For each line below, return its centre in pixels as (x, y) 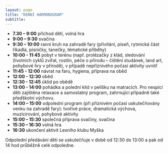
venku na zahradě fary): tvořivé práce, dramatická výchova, (74, 109)
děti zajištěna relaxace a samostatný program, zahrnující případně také (86, 93)
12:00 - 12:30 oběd (33, 77)
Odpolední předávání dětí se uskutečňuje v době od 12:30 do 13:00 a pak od (84, 140)
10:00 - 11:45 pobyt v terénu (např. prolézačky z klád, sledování (78, 55)
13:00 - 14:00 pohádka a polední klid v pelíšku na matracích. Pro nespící (88, 87)
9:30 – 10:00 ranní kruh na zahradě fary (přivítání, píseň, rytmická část (86, 44)
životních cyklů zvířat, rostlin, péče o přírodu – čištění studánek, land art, (88, 61)
